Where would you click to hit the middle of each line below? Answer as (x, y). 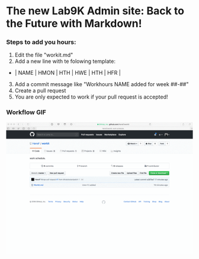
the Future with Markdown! (74, 23)
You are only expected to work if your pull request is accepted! (91, 97)
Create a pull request (40, 91)
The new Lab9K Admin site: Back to (95, 11)
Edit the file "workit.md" (44, 55)
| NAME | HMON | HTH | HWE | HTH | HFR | (68, 73)
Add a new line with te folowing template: (65, 61)
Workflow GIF (26, 112)
